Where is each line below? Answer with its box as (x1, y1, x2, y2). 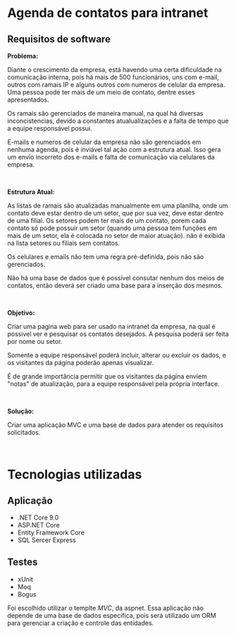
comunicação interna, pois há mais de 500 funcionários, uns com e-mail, (7, 73, 220, 81)
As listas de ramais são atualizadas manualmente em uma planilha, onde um (7, 201, 228, 210)
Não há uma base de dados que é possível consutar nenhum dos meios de (7, 274, 224, 282)
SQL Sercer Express (17, 536, 76, 544)
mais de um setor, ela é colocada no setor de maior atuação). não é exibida (7, 232, 225, 239)
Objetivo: (7, 309, 35, 317)
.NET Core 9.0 (17, 513, 59, 522)
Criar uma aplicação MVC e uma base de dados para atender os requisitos (7, 421, 224, 429)
